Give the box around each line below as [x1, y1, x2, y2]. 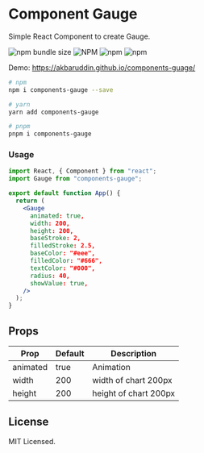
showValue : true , [29, 279, 89, 287]
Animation [92, 362, 131, 373]
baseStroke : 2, [29, 235, 81, 243]
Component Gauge [8, 5, 138, 23]
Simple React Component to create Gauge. [8, 31, 151, 41]
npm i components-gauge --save [8, 85, 114, 94]
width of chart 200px [92, 375, 173, 386]
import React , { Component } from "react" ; [8, 167, 157, 176]
